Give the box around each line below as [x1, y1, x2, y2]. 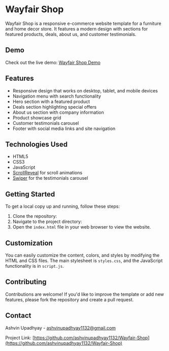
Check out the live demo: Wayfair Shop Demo [5, 59, 100, 66]
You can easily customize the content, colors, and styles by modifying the [5, 252, 160, 258]
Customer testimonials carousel [12, 120, 79, 126]
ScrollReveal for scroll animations [12, 170, 83, 176]
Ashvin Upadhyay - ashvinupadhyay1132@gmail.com [5, 325, 116, 331]
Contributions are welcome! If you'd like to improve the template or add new [5, 291, 164, 297]
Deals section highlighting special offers [12, 104, 97, 110]
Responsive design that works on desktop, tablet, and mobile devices [12, 87, 158, 93]
